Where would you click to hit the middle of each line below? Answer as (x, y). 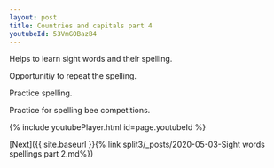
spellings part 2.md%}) (51, 154)
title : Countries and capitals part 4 (81, 26)
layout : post (33, 17)
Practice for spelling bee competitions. (80, 111)
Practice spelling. (41, 93)
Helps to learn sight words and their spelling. (91, 59)
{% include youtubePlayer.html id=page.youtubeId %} (108, 127)
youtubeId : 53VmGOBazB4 (53, 34)
